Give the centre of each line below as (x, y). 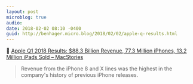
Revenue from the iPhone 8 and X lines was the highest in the (96, 69)
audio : (14, 23)
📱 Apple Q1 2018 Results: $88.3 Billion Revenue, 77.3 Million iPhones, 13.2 (96, 51)
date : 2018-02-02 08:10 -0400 (44, 28)
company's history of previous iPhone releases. (79, 75)
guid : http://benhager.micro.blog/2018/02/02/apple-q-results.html (92, 34)
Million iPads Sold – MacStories (45, 57)
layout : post (22, 12)
